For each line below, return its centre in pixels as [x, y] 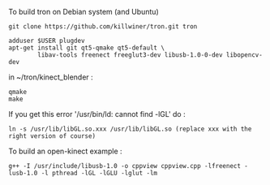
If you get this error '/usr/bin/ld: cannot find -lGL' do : [97, 114]
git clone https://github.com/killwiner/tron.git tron [103, 27]
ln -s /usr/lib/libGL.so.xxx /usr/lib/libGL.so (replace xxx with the [130, 129]
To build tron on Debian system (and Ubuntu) [84, 12]
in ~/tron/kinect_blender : [51, 77]
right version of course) [52, 136]
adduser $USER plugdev [47, 41]
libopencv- [244, 55]
